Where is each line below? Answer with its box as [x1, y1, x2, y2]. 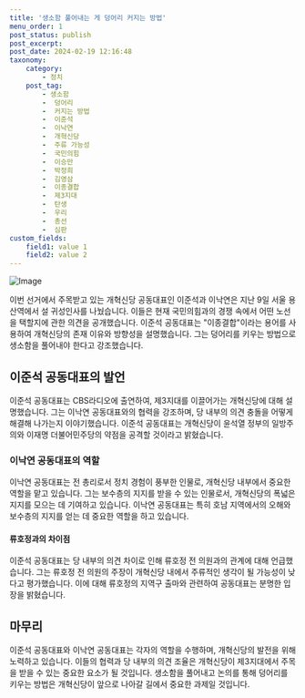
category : [25, 65, 64, 74]
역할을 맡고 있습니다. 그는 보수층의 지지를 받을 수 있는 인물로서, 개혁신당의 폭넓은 [9, 488, 296, 499]
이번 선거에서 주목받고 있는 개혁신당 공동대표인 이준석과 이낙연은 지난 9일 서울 [9, 294, 287, 305]
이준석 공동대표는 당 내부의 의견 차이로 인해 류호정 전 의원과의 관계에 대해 [9, 555, 269, 566]
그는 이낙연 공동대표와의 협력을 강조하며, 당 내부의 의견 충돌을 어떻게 [50, 406, 294, 417]
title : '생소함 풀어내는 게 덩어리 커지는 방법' [9, 13, 167, 23]
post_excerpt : [9, 38, 64, 48]
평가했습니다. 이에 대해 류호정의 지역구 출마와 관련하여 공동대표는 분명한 [25, 578, 282, 589]
